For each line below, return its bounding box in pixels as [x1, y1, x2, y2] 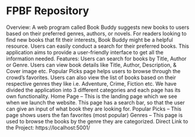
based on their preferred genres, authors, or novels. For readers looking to [6, 30, 187, 37]
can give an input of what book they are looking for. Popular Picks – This [6, 105, 181, 112]
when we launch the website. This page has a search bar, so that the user [6, 99, 185, 106]
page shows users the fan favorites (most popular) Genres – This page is [6, 111, 183, 119]
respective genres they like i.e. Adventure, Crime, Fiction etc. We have [6, 80, 177, 87]
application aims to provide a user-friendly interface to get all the [6, 48, 164, 56]
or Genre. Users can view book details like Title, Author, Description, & [6, 61, 177, 68]
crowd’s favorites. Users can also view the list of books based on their [6, 74, 176, 81]
